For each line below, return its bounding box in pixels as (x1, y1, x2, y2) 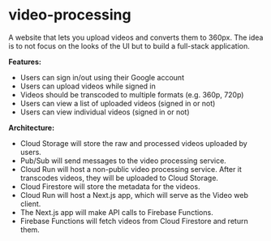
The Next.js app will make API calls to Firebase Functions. (19, 207, 213, 217)
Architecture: (8, 123, 55, 132)
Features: (8, 57, 42, 67)
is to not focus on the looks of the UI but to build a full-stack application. (8, 41, 250, 50)
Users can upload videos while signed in (19, 81, 157, 91)
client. (19, 199, 41, 209)
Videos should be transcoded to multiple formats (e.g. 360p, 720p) (19, 89, 244, 99)
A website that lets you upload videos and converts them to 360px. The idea (8, 32, 264, 42)
